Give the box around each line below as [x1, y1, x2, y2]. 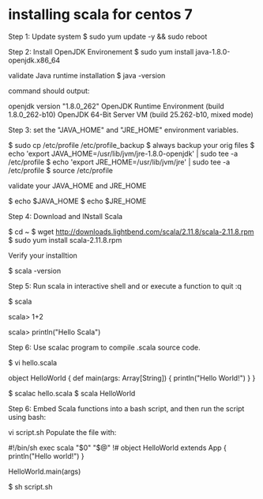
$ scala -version [8, 266, 62, 275]
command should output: [8, 85, 90, 96]
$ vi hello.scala [8, 357, 58, 367]
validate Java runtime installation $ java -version [8, 70, 166, 80]
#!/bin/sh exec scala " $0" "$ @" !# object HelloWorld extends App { [8, 443, 227, 452]
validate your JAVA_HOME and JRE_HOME [8, 180, 147, 191]
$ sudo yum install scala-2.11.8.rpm [8, 235, 122, 244]
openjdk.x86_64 [8, 55, 61, 65]
